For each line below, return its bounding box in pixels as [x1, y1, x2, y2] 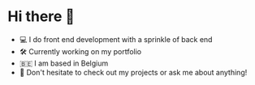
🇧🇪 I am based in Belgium [19, 58, 109, 68]
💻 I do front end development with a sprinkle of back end [19, 34, 213, 44]
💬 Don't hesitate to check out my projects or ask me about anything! [19, 67, 248, 77]
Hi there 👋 [7, 7, 75, 26]
